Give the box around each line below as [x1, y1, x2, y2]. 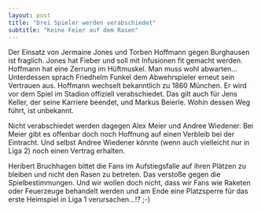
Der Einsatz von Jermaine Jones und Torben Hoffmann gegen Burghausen [8, 48, 250, 57]
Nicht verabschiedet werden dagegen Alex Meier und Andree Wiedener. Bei [8, 121, 254, 130]
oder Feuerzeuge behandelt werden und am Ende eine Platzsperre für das [8, 186, 249, 196]
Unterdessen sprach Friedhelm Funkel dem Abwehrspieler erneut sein [8, 72, 235, 82]
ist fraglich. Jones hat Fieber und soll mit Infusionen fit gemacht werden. [8, 56, 244, 65]
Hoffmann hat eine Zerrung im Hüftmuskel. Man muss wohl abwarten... [8, 64, 238, 74]
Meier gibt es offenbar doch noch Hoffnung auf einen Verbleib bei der [8, 130, 235, 139]
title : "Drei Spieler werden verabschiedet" [8, 19, 156, 27]
